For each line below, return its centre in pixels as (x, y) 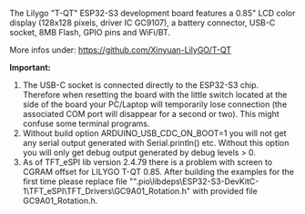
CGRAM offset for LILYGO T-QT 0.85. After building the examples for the (158, 172)
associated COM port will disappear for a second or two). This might (151, 114)
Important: (30, 68)
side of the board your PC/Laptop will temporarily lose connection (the (155, 104)
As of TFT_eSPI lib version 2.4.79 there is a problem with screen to (147, 162)
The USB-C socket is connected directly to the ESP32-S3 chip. (141, 85)
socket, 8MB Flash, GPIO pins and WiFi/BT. (90, 32)
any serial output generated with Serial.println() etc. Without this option (156, 143)
